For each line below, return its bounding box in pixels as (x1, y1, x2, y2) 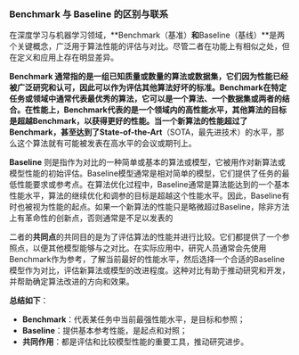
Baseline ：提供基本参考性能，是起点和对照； (21, 326, 189, 336)
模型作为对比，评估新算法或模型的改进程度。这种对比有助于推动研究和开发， (9, 265, 290, 276)
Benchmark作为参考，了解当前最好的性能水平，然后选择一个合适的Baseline (9, 254, 285, 265)
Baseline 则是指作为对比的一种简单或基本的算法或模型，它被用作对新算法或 (9, 157, 287, 168)
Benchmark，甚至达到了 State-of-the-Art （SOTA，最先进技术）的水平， (9, 127, 277, 137)
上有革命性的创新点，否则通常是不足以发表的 (9, 212, 174, 224)
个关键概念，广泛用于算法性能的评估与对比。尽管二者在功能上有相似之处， (9, 41, 282, 52)
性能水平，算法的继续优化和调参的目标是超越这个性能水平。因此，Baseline (9, 190, 282, 202)
